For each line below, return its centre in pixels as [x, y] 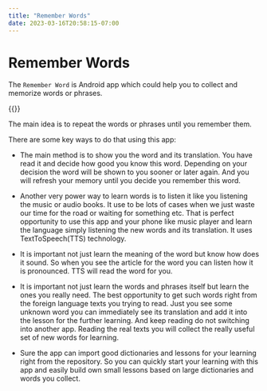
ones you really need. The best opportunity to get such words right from [138, 295]
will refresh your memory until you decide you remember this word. [130, 181]
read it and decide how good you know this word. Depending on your [133, 164]
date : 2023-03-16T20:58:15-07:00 [64, 23]
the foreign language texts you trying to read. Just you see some [126, 304]
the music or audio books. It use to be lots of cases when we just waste [137, 205]
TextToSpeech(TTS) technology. [73, 239]
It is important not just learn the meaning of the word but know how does [139, 254]
